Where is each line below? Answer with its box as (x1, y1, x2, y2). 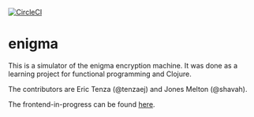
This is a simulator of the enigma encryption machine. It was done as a (8, 60, 238, 70)
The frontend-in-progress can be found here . (8, 99, 155, 109)
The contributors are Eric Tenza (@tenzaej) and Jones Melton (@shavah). (8, 84, 248, 93)
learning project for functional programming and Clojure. (8, 69, 192, 79)
